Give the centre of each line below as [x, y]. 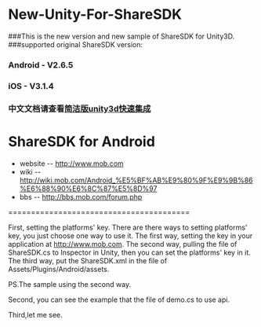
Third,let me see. [35, 314]
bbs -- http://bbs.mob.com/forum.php [81, 197]
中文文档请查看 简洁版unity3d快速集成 [80, 108]
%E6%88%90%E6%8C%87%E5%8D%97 [88, 188]
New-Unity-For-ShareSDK [95, 15]
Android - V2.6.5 [41, 64]
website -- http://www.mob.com [71, 163]
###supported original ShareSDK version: [76, 44]
